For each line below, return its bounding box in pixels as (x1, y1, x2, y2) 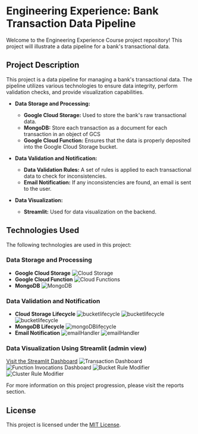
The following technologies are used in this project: (6, 241, 132, 248)
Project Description (6, 60, 80, 70)
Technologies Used (6, 225, 79, 235)
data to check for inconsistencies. (23, 172, 107, 180)
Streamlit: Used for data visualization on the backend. (23, 208, 156, 215)
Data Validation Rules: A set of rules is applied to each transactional (23, 166, 191, 173)
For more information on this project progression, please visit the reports (6, 382, 184, 389)
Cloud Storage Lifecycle (14, 310, 76, 317)
